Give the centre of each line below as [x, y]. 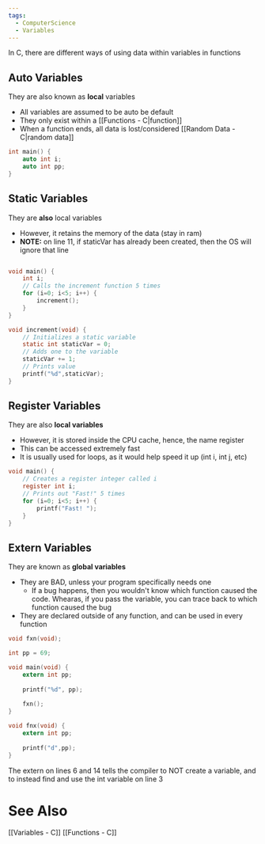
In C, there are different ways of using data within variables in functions [125, 53]
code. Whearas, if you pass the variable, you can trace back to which [144, 599]
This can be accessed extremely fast [80, 449]
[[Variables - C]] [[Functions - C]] [62, 833]
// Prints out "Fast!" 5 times [74, 494]
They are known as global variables [67, 567]
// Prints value [49, 367]
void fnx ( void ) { [37, 726]
